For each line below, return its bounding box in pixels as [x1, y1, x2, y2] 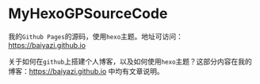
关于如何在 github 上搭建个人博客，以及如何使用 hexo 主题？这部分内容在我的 [8, 57, 252, 66]
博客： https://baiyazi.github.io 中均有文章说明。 [8, 66, 164, 75]
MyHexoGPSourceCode [8, 5, 168, 23]
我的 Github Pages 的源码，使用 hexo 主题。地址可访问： [8, 31, 184, 41]
